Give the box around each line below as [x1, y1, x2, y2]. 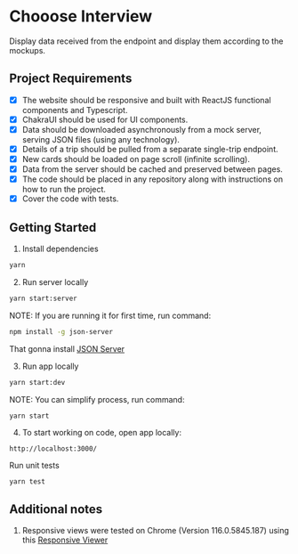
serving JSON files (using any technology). [21, 134, 181, 144]
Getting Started [9, 220, 97, 235]
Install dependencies [21, 243, 100, 255]
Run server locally [21, 276, 89, 287]
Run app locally [21, 361, 79, 371]
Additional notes [9, 501, 103, 517]
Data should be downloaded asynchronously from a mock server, [21, 124, 262, 134]
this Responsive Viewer [21, 534, 109, 545]
